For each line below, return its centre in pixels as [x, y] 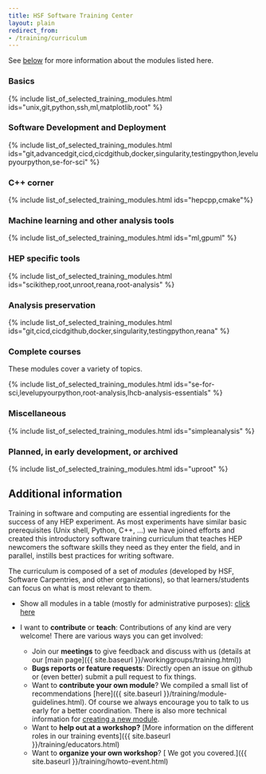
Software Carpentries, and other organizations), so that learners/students [129, 580]
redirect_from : [33, 30]
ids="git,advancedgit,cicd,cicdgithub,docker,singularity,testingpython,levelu [133, 153]
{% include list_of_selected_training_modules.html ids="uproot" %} [118, 469]
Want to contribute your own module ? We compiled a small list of [140, 685]
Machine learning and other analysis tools [91, 221]
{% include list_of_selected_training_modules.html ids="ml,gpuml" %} [123, 238]
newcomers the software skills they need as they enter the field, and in [124, 547]
